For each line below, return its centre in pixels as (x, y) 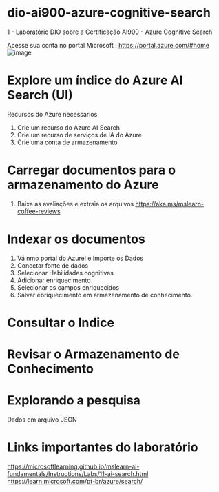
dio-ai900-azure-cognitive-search (109, 13)
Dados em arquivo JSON (42, 420)
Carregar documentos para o (92, 170)
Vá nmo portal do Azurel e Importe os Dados (80, 258)
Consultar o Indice (61, 323)
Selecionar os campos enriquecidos (68, 287)
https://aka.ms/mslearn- (170, 204)
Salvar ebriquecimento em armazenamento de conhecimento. (105, 295)
